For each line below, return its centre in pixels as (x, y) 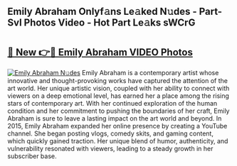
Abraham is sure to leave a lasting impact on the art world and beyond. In (115, 118)
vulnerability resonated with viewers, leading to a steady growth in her (110, 149)
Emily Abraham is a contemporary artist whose (150, 73)
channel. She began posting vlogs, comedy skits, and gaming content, (110, 133)
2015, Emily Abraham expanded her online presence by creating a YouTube (117, 126)
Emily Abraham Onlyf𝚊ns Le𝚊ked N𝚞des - (102, 12)
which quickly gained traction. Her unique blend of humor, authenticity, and (118, 141)
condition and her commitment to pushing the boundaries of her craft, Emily (118, 111)
